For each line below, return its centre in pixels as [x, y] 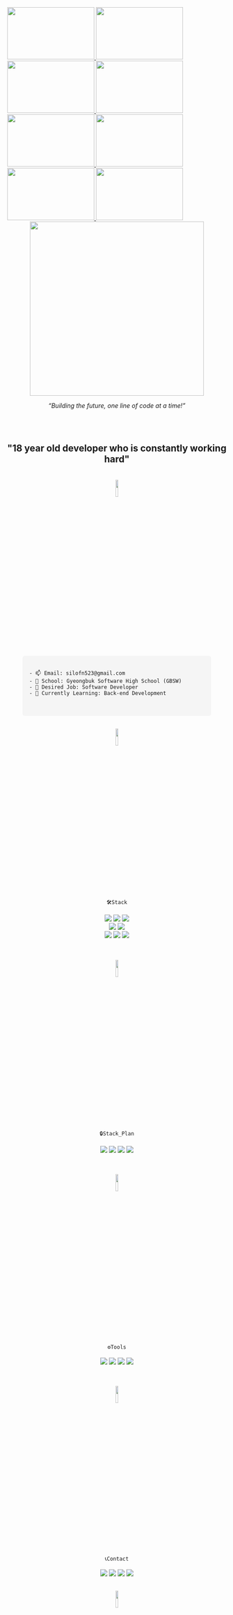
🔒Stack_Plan [117, 1133]
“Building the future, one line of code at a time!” [117, 406]
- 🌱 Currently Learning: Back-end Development [98, 693]
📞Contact [117, 1559]
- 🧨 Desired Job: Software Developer [83, 687]
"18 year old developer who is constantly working [117, 449]
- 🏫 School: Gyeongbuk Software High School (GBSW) [105, 681]
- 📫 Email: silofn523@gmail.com [77, 673]
